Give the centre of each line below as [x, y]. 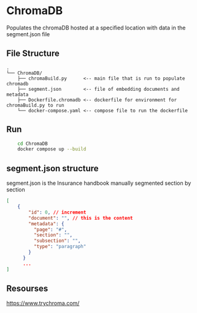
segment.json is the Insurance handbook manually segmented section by [99, 183]
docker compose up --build [52, 149]
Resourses [27, 288]
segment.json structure [53, 168]
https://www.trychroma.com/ [43, 303]
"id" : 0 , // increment [57, 212]
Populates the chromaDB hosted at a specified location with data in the [96, 28]
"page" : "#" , [50, 230]
